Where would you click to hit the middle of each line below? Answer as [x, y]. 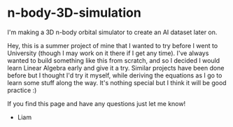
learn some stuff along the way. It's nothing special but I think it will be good [117, 82]
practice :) [22, 90]
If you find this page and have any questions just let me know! [97, 103]
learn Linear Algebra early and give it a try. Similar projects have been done [116, 68]
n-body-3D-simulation [74, 13]
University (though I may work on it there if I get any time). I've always [108, 53]
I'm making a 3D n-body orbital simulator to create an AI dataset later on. [112, 32]
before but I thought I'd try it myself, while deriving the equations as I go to [115, 75]
